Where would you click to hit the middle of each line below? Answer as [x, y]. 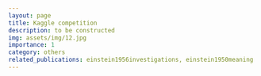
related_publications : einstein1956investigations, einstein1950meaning [131, 60]
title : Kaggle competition [53, 23]
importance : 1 [32, 45]
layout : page [30, 15]
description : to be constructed [61, 30]
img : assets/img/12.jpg [48, 38]
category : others [37, 52]
